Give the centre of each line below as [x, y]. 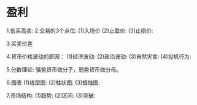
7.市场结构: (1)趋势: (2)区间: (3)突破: [51, 95]
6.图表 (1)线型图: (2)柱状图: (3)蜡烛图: [53, 82]
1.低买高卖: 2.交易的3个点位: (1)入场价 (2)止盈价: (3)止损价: [80, 31]
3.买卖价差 [20, 43]
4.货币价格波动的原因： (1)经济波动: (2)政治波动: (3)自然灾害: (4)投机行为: [99, 56]
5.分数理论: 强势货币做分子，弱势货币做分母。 [64, 69]
